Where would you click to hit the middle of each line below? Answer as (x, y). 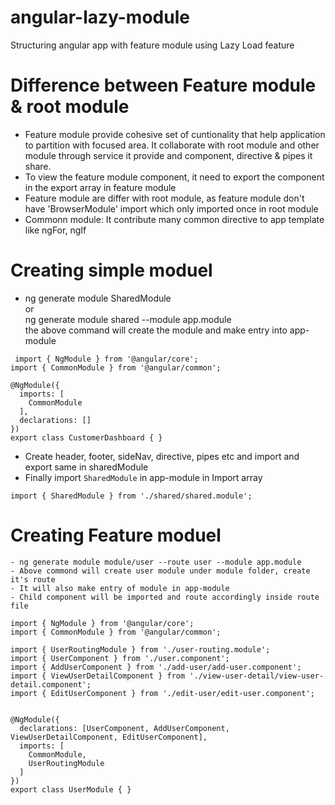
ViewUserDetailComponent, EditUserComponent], (109, 737)
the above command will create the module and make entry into (156, 330)
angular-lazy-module (100, 17)
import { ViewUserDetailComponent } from (98, 676)
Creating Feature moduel (116, 535)
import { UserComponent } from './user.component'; (120, 658)
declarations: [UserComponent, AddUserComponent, (124, 728)
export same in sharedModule (86, 467)
